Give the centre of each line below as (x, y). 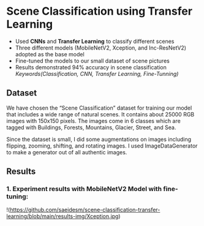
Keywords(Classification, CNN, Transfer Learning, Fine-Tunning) (97, 73)
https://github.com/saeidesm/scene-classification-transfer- (85, 210)
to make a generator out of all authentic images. (67, 152)
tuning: (17, 197)
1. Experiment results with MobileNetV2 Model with (84, 189)
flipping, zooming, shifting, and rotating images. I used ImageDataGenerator (102, 146)
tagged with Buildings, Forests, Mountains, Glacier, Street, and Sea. (91, 127)
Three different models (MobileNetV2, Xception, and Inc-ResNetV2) (101, 48)
